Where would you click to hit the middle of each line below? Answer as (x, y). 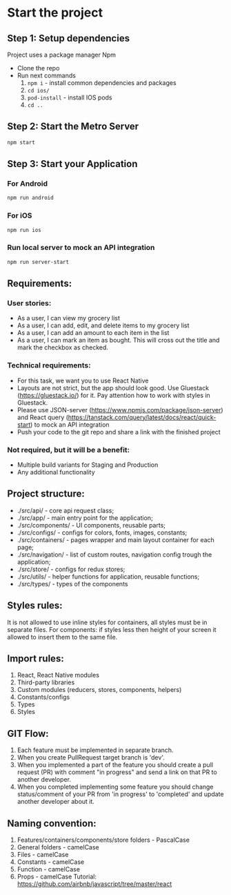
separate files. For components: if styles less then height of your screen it (112, 629)
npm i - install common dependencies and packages (102, 83)
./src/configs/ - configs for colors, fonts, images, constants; (102, 532)
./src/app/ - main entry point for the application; (85, 518)
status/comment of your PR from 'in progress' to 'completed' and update (120, 794)
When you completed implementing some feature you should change (115, 787)
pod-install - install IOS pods (70, 97)
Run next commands (46, 75)
